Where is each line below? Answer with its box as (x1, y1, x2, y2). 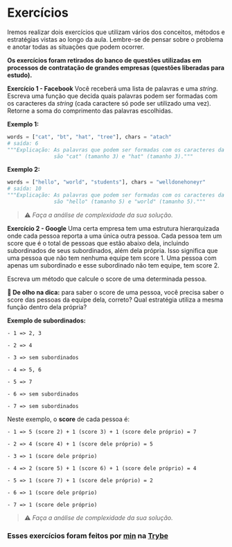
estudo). (7, 71, 33, 79)
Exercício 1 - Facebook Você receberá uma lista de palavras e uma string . (7, 84, 218, 92)
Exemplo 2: (7, 165, 40, 174)
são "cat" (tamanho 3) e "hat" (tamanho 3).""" (53, 153, 194, 160)
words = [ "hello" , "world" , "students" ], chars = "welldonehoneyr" (7, 179, 206, 186)
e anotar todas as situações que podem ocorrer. (7, 42, 145, 51)
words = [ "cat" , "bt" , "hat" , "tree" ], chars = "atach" (7, 133, 172, 140)
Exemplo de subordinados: (7, 316, 87, 325)
